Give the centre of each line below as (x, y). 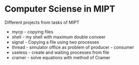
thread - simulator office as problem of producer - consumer (73, 47)
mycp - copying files (32, 32)
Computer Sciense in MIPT (60, 9)
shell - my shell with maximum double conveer (58, 37)
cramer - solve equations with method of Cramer (61, 57)
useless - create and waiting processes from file (60, 52)
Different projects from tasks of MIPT (42, 22)
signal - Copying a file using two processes (55, 42)
